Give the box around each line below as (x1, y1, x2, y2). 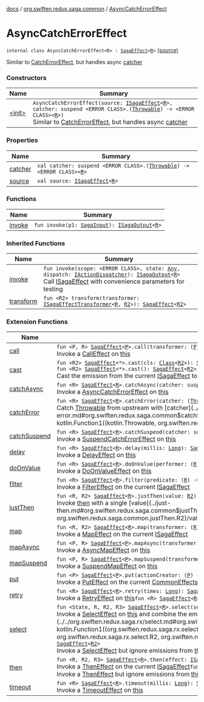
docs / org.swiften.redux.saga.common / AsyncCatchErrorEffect (6, 5, 167, 12)
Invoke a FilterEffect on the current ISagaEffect (56, 483, 190, 491)
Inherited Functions (6, 239, 66, 247)
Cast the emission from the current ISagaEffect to (56, 371, 198, 380)
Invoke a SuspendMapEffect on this (56, 562, 158, 570)
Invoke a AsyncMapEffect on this (56, 546, 151, 555)
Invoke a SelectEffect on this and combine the (56, 610, 187, 619)
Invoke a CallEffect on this (56, 349, 131, 358)
